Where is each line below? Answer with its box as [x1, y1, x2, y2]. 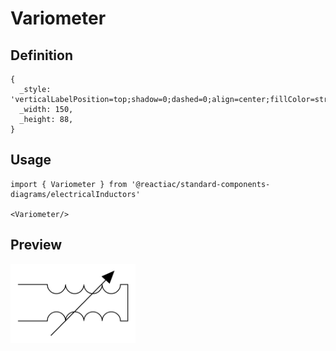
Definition [10, 47, 73, 64]
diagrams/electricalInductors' [10, 189, 141, 199]
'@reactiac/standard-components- [131, 179, 271, 189]
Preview [10, 237, 63, 254]
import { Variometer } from [10, 179, 128, 189]
